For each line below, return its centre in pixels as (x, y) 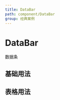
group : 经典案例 (20, 19)
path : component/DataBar (30, 14)
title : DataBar (20, 10)
